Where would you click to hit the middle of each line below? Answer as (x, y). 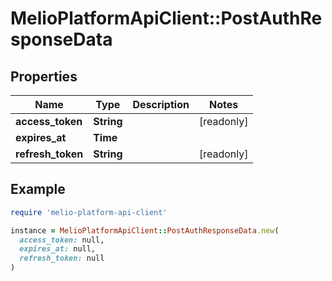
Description (161, 104)
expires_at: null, (58, 249)
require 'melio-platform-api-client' (89, 212)
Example (38, 189)
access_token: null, (62, 240)
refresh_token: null (62, 258)
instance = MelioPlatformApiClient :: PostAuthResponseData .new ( (145, 230)
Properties (44, 76)
